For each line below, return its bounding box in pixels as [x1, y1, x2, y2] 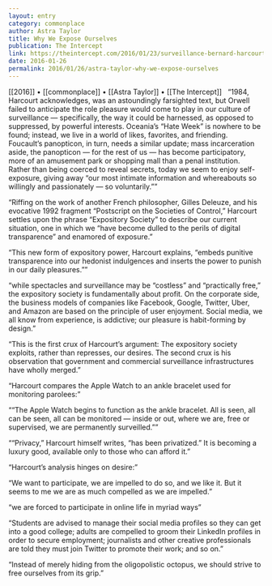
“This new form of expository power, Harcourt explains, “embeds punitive [8, 247, 253, 257]
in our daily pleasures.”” [8, 264, 88, 274]
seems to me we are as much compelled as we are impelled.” [8, 486, 213, 496]
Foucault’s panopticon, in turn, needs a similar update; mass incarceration [8, 139, 255, 148]
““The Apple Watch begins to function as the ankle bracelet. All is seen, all [8, 404, 257, 414]
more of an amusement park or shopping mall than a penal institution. [8, 156, 240, 165]
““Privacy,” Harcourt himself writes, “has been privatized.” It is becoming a [8, 438, 257, 447]
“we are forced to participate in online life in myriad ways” [8, 502, 202, 511]
